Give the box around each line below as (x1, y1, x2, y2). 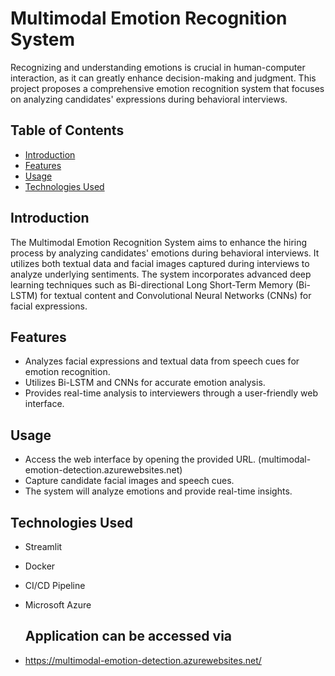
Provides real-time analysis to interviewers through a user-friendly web (24, 387, 319, 399)
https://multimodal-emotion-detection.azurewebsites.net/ (24, 654, 262, 666)
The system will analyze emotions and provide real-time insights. (24, 485, 293, 497)
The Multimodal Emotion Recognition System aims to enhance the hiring (10, 236, 308, 248)
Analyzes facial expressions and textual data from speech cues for (24, 355, 300, 367)
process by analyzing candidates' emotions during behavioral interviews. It (10, 247, 320, 259)
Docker (24, 560, 56, 572)
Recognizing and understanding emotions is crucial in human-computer (10, 61, 306, 73)
